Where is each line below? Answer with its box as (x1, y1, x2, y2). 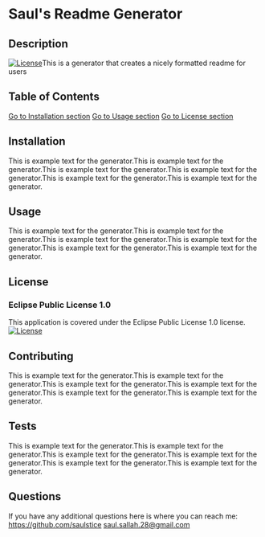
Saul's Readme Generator (8, 5, 183, 23)
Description (8, 37, 68, 51)
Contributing (8, 349, 74, 363)
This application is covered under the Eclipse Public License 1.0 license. (8, 318, 247, 327)
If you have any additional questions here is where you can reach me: (8, 511, 238, 521)
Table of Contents (8, 90, 100, 104)
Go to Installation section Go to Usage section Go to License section (8, 111, 234, 121)
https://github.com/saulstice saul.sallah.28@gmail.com (8, 519, 190, 529)
